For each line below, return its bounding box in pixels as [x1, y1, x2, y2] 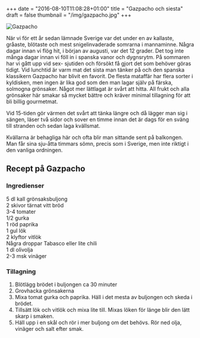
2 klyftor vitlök [6, 233, 42, 241]
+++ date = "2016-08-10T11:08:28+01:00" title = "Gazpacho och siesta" [6, 5, 183, 12]
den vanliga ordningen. [6, 146, 63, 153]
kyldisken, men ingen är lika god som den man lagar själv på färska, [6, 79, 173, 86]
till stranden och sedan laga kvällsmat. [6, 122, 100, 129]
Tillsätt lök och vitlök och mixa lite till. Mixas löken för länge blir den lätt [14, 306, 190, 313]
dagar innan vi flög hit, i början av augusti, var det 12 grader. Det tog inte [6, 47, 184, 54]
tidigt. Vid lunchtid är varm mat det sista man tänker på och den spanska [6, 66, 185, 73]
